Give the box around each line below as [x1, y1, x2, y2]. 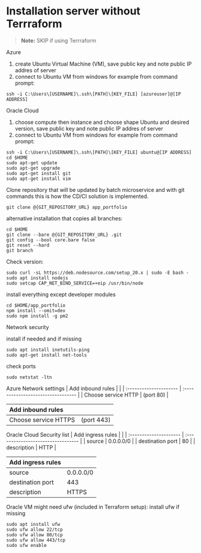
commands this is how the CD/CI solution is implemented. [6, 193, 149, 200]
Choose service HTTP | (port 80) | [83, 391, 169, 398]
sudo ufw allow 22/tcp [6, 527, 63, 533]
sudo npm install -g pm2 [6, 313, 68, 319]
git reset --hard [6, 242, 50, 248]
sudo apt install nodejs [6, 275, 68, 281]
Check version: [6, 258, 44, 265]
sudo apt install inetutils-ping [6, 347, 90, 353]
